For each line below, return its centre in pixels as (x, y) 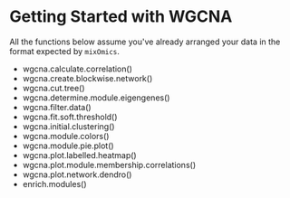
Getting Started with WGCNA (121, 17)
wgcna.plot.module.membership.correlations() (109, 165)
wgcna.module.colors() (66, 136)
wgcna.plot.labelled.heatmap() (80, 155)
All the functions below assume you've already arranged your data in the (145, 42)
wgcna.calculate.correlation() (77, 69)
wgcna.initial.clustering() (68, 126)
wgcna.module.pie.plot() (68, 146)
